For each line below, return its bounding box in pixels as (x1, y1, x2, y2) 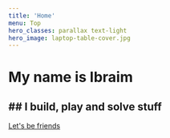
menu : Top (8, 19, 42, 27)
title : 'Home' (8, 11, 56, 20)
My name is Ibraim (8, 69, 134, 86)
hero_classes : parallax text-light (8, 26, 127, 34)
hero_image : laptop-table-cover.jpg (8, 34, 131, 42)
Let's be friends (8, 121, 61, 131)
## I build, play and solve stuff (8, 100, 162, 113)
